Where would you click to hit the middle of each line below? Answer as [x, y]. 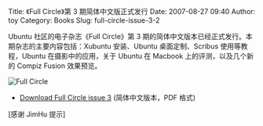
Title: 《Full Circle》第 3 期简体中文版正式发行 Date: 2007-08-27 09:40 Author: [132, 11]
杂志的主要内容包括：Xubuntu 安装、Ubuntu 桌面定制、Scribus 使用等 [128, 46]
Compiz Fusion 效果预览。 [59, 66]
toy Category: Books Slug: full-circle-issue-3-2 [84, 20]
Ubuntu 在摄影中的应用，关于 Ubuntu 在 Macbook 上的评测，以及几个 [134, 56]
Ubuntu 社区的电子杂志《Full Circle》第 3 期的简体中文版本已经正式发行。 [127, 36]
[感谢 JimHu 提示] [37, 114]
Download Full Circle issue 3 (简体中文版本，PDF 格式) [108, 97]
